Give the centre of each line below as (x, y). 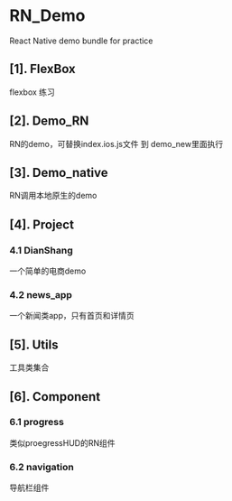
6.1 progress (37, 422)
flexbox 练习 (32, 92)
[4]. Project (42, 224)
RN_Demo (47, 16)
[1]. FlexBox (43, 69)
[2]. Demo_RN (49, 121)
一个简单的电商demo (48, 271)
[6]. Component (55, 397)
